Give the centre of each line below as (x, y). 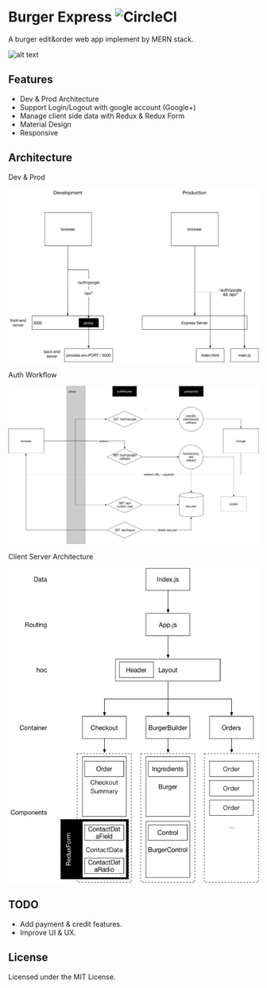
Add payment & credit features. (71, 923)
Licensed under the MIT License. (62, 977)
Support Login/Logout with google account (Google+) (108, 107)
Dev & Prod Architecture (59, 99)
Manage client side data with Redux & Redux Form (102, 116)
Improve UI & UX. (48, 932)
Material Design (45, 124)
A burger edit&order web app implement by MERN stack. (101, 39)
